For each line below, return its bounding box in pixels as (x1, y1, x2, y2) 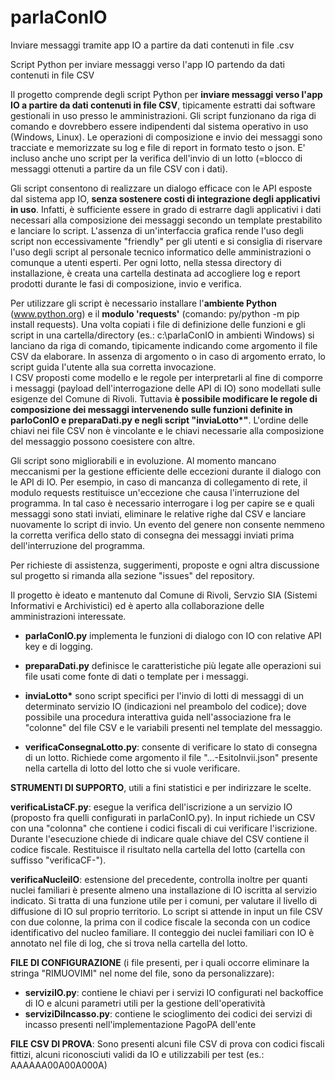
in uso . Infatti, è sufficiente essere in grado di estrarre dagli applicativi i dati (10, 203, 322, 215)
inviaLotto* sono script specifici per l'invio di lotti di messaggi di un (24, 689, 304, 701)
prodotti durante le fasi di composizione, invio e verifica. (10, 277, 242, 290)
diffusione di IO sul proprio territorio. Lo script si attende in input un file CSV (10, 905, 323, 917)
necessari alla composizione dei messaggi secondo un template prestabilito (10, 214, 323, 226)
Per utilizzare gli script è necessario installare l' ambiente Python (10, 297, 277, 309)
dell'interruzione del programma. (10, 539, 146, 551)
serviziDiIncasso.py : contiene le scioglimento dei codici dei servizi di (24, 1007, 313, 1020)
